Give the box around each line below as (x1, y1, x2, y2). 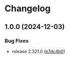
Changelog (4, 3, 51, 14)
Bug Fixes (4, 37, 29, 44)
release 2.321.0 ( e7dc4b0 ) (11, 48, 66, 54)
